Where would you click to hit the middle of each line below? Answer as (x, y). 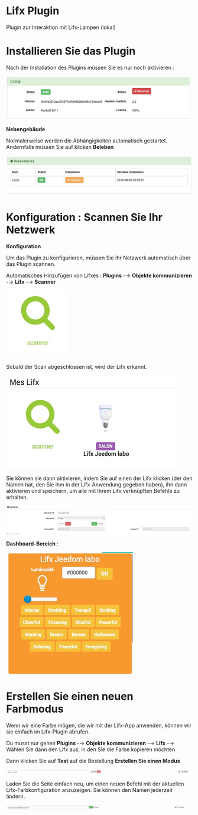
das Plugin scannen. (31, 264)
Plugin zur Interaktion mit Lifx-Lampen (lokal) (61, 27)
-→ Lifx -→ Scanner (31, 281)
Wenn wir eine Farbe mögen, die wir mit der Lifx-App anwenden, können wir (99, 725)
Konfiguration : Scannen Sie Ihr (84, 217)
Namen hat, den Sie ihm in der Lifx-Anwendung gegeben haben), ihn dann (97, 484)
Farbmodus (35, 709)
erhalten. (17, 497)
